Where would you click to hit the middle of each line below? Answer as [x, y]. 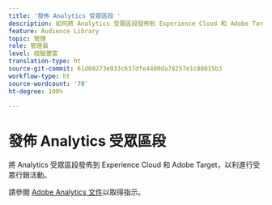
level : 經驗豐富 [33, 53]
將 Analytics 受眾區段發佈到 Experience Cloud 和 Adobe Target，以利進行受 [134, 165]
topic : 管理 [27, 38]
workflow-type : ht [39, 76]
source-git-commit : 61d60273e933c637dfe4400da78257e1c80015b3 [115, 69]
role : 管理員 [28, 46]
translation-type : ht [45, 62]
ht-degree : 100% [36, 91]
